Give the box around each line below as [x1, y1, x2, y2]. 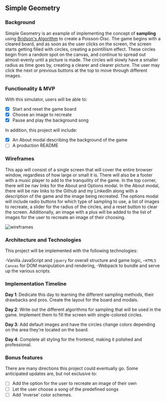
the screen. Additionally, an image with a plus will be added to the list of [5, 209, 152, 215]
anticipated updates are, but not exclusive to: [5, 371, 98, 377]
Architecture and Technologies [5, 236, 82, 243]
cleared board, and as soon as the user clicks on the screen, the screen [5, 41, 152, 47]
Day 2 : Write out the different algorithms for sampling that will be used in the [5, 306, 161, 313]
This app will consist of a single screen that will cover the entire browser [5, 166, 153, 172]
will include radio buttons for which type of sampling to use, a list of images [5, 198, 160, 204]
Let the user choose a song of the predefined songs [12, 386, 119, 392]
